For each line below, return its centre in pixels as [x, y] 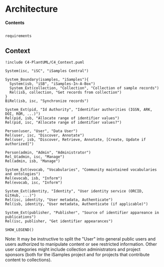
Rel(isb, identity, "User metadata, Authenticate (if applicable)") [77, 204]
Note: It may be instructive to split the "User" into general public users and [80, 239]
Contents [15, 23]
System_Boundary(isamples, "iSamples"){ [47, 80]
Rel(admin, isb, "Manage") [33, 161]
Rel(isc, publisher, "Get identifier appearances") [59, 221]
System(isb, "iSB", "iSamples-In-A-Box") [53, 84]
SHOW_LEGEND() [20, 230]
